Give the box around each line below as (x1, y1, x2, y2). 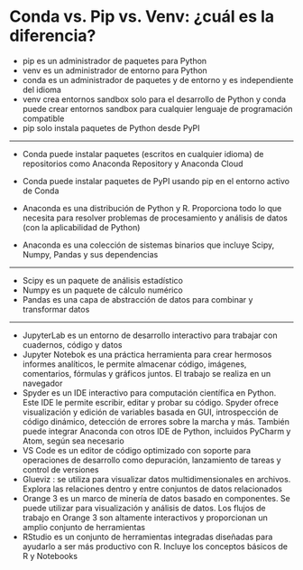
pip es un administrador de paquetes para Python (22, 55, 207, 66)
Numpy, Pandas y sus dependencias (22, 248, 159, 259)
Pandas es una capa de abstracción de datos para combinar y (22, 294, 253, 304)
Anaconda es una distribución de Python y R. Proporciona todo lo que (22, 202, 282, 213)
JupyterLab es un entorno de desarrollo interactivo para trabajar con (22, 330, 278, 341)
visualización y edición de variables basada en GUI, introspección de (22, 406, 279, 417)
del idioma (22, 84, 61, 95)
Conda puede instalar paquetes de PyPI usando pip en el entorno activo (22, 175, 290, 186)
